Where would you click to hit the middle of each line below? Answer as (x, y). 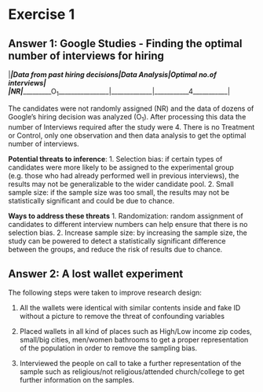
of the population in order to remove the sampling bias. (108, 348)
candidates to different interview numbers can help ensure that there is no (128, 224)
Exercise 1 (42, 15)
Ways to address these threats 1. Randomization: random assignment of (126, 216)
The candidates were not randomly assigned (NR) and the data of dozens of (131, 108)
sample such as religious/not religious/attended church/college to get (132, 372)
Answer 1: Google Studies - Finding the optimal (125, 44)
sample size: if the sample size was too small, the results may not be (119, 192)
